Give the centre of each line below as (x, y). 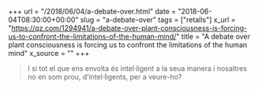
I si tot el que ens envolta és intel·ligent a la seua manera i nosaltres (137, 69)
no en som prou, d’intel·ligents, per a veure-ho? (105, 77)
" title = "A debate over (213, 36)
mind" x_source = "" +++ (49, 53)
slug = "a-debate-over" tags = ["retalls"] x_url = (158, 20)
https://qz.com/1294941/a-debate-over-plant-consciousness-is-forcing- (129, 28)
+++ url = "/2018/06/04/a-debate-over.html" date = (92, 11)
